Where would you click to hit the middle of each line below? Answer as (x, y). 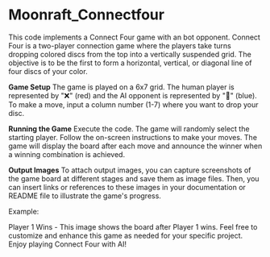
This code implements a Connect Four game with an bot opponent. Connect (134, 37)
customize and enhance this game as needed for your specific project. (126, 235)
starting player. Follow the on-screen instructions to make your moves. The (133, 137)
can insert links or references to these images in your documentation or (127, 187)
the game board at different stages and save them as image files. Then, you (134, 178)
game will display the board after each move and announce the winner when (135, 146)
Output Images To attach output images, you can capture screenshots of (130, 170)
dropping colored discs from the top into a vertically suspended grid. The (130, 54)
